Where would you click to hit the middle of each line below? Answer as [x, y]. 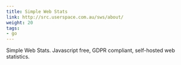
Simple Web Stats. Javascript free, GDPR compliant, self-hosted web [91, 50]
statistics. [18, 57]
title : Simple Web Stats [37, 12]
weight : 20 [20, 22]
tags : [13, 28]
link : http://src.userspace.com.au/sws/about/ [65, 17]
